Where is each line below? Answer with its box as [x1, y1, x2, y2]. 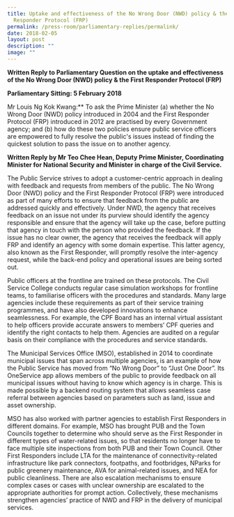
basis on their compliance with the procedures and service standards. [7, 335, 208, 344]
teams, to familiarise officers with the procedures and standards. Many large [7, 291, 226, 300]
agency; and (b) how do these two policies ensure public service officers [7, 125, 217, 133]
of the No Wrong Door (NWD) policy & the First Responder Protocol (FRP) [7, 75, 221, 84]
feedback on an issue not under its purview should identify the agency [7, 210, 210, 219]
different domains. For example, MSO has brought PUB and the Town [7, 422, 205, 430]
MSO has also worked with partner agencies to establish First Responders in [7, 414, 226, 422]
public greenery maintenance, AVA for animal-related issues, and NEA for [7, 466, 218, 474]
